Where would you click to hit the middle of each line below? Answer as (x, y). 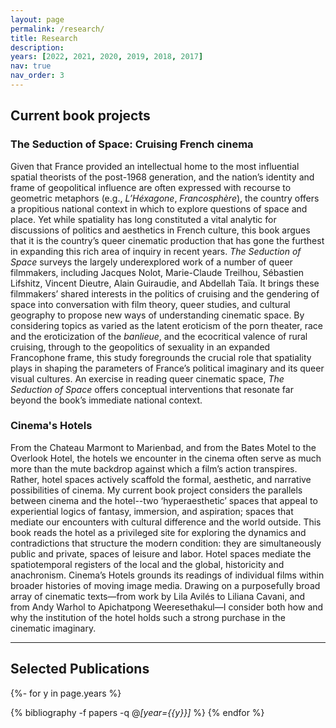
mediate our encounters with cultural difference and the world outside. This (166, 522)
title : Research (44, 38)
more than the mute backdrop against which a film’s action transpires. (154, 468)
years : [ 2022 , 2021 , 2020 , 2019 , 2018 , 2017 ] (107, 57)
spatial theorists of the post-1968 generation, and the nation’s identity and (162, 177)
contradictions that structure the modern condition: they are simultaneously (166, 543)
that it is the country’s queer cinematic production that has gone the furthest (167, 240)
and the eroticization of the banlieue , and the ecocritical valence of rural (159, 336)
